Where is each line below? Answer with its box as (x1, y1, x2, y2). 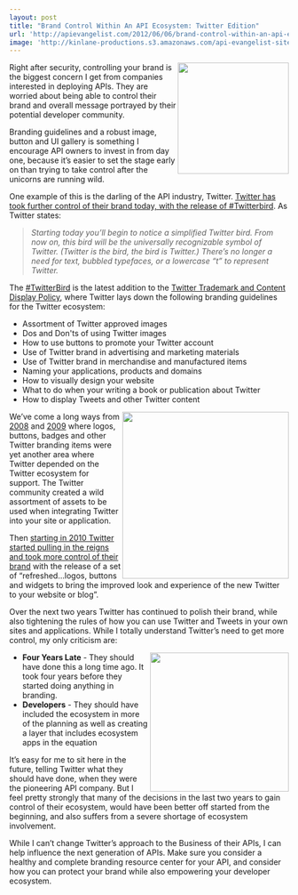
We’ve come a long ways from (9, 411, 120, 423)
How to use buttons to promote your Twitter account (21, 337, 215, 348)
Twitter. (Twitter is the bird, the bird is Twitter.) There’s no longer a (30, 246, 273, 257)
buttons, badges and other (9, 431, 106, 441)
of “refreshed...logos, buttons (9, 570, 117, 581)
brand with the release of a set (9, 561, 122, 572)
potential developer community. (9, 109, 125, 120)
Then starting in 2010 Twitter (9, 533, 114, 544)
